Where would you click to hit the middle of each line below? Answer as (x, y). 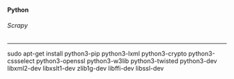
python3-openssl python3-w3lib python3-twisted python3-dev (126, 61)
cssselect (21, 61)
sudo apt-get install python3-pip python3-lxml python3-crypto (97, 53)
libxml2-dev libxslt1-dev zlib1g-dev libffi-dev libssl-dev (86, 68)
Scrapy (17, 26)
